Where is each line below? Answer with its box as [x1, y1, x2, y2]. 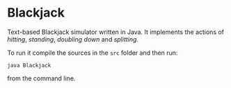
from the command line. [7, 74, 76, 82]
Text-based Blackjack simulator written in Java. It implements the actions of [7, 28, 225, 36]
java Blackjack [7, 62, 51, 69]
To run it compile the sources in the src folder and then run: [7, 49, 178, 57]
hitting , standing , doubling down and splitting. [7, 35, 139, 43]
